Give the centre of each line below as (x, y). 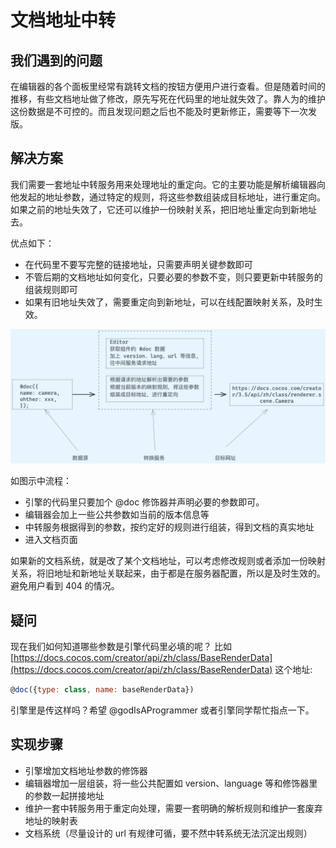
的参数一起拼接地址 (64, 795)
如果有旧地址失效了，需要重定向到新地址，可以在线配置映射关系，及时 (169, 302)
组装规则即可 (51, 289)
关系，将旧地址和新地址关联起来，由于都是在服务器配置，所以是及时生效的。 (168, 573)
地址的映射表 (51, 820)
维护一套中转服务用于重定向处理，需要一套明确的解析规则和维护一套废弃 (173, 808)
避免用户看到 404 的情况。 (65, 586)
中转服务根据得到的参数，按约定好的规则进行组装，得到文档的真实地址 (169, 527)
